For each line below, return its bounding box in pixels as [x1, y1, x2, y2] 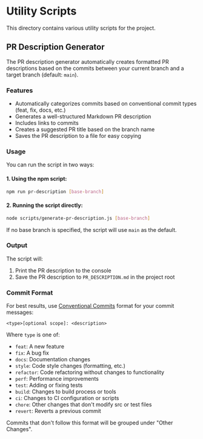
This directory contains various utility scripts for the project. [6, 24, 156, 32]
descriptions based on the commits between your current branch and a [6, 64, 184, 72]
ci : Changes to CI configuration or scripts [15, 395, 119, 402]
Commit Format [6, 288, 53, 297]
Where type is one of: [6, 331, 61, 338]
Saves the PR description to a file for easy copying [15, 132, 141, 140]
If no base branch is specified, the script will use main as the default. [6, 226, 177, 233]
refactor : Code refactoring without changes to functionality [15, 369, 165, 376]
